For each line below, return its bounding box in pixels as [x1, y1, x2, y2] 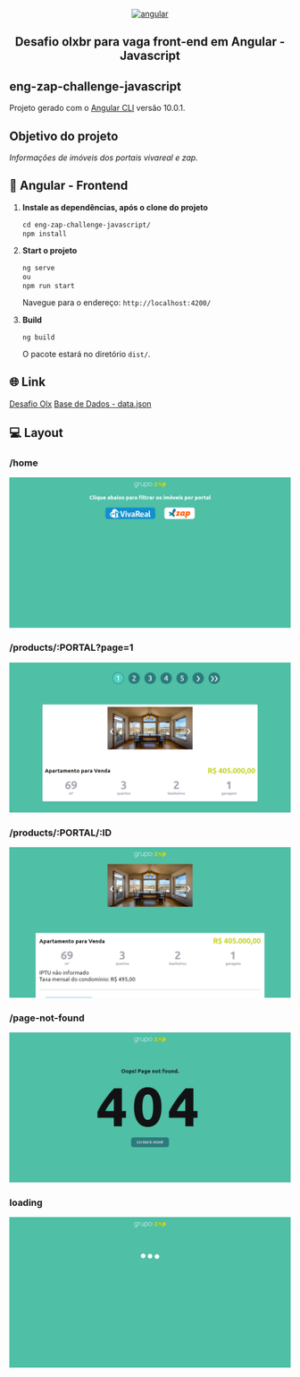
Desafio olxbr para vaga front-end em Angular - [14, 34, 286, 49]
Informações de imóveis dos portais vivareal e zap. [9, 152, 198, 163]
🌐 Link [9, 374, 46, 389]
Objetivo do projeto [9, 128, 119, 143]
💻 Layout [9, 425, 64, 440]
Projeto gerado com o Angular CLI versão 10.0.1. [9, 103, 186, 114]
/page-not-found [9, 1012, 85, 1024]
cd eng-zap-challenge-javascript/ [21, 220, 151, 229]
